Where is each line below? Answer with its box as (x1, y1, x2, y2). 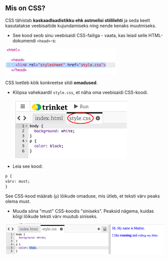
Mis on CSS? (5, 4, 46, 13)
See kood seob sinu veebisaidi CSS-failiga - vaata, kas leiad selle (12, 32, 147, 38)
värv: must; (5, 179, 30, 184)
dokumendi (12, 38, 36, 44)
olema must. (5, 198, 31, 204)
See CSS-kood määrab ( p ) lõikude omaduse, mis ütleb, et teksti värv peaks (5, 193, 160, 199)
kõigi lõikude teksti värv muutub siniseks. (12, 213, 98, 219)
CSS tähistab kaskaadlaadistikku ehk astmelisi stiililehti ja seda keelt (5, 17, 150, 23)
